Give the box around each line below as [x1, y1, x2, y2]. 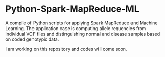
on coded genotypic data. [5, 36, 59, 42]
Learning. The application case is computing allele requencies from [5, 25, 146, 31]
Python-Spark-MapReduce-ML [5, 3, 139, 15]
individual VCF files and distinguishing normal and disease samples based [5, 31, 160, 37]
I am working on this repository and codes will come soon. [5, 46, 127, 52]
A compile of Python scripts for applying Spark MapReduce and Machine [5, 20, 158, 26]
